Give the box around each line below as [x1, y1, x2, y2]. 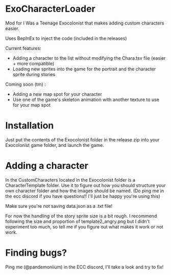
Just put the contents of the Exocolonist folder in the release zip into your [5, 136, 160, 143]
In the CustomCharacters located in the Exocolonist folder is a [5, 177, 136, 183]
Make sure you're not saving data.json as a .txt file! [5, 203, 113, 209]
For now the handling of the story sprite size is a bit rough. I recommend [5, 213, 157, 219]
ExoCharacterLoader [5, 3, 95, 15]
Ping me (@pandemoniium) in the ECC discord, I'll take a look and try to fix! [5, 264, 164, 270]
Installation [5, 120, 54, 132]
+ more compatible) [12, 60, 55, 66]
